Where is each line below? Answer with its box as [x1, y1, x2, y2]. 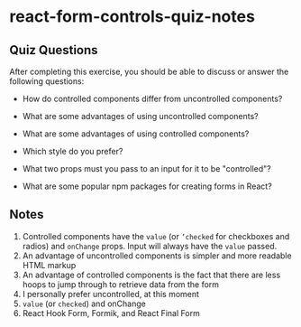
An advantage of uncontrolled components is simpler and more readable [22, 250, 292, 261]
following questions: [9, 76, 85, 87]
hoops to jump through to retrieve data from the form [22, 278, 219, 290]
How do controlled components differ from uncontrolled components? [22, 93, 283, 104]
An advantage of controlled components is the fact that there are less [22, 269, 281, 280]
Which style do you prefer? [22, 146, 123, 156]
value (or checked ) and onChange [22, 298, 146, 309]
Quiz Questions [9, 42, 98, 58]
